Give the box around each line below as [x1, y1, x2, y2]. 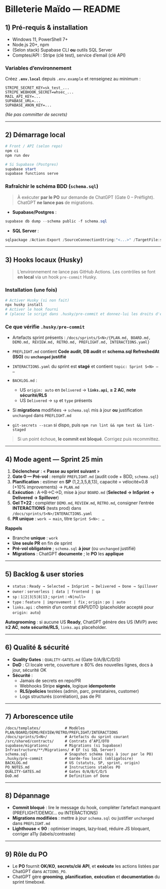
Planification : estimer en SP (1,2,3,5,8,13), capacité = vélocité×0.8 [12, 479, 148, 485]
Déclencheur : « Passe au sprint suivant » [12, 468, 100, 475]
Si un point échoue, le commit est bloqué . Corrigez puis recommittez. [17, 436, 160, 442]
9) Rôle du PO [5, 850, 48, 858]
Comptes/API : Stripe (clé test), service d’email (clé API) [12, 52, 126, 58]
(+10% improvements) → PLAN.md [12, 484, 80, 490]
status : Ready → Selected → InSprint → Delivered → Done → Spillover [12, 583, 158, 589]
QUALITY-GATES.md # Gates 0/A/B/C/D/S [5, 769, 107, 774]
